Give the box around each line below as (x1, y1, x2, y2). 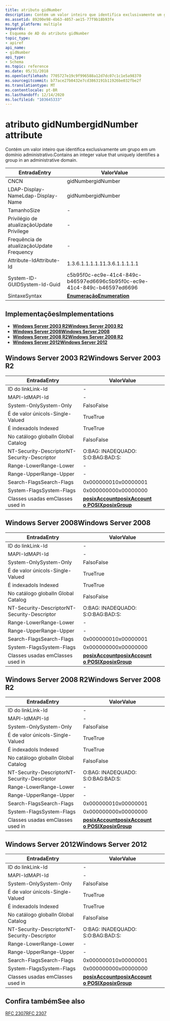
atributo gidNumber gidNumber (5, 119, 138, 130)
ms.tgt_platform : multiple (5, 21, 62, 27)
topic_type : (5, 36, 30, 41)
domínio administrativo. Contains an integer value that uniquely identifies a (5, 152, 159, 158)
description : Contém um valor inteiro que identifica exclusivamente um (5, 12, 162, 17)
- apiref (5, 41, 24, 46)
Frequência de (8, 236, 42, 243)
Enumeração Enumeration (66, 293, 130, 300)
